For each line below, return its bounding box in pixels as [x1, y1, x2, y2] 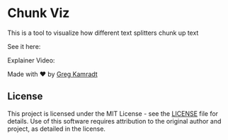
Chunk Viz [7, 5, 70, 21]
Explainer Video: [7, 55, 55, 65]
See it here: [7, 42, 41, 50]
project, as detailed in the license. [7, 124, 106, 133]
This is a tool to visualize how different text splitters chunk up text [7, 28, 199, 37]
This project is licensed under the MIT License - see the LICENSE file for [7, 109, 218, 118]
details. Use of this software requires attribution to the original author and [7, 117, 222, 125]
